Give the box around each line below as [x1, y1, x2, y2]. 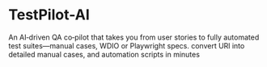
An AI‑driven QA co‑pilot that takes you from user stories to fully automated [8, 32, 260, 42]
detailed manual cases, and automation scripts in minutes [8, 49, 201, 59]
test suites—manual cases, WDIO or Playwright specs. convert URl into [8, 40, 245, 50]
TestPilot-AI [8, 6, 91, 24]
